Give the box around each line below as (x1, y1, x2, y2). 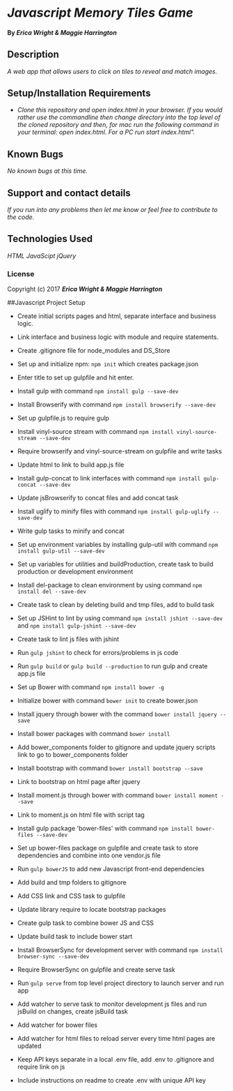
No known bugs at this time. (7, 167, 88, 175)
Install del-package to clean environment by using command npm (17, 581, 202, 589)
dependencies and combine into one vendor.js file (17, 851, 161, 859)
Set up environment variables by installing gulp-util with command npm (17, 541, 218, 549)
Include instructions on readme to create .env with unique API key (17, 1076, 207, 1085)
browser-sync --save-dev (17, 954, 90, 961)
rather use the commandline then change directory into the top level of (17, 113, 221, 121)
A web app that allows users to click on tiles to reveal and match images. (7, 67, 218, 75)
